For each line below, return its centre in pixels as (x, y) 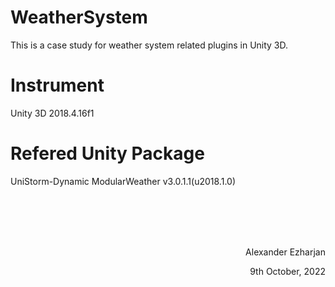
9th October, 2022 (287, 271)
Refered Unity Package (107, 153)
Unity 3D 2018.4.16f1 (52, 113)
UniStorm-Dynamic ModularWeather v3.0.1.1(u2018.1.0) (123, 181)
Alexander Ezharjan (285, 252)
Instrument (57, 85)
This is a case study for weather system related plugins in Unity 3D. (149, 45)
